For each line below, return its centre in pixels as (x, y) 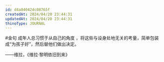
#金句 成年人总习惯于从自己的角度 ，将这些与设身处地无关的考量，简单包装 (82, 38)
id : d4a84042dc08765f (28, 10)
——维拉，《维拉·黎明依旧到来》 (38, 55)
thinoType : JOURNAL (25, 23)
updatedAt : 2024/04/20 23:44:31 (39, 19)
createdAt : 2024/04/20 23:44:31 (39, 14)
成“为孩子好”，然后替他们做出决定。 (42, 44)
